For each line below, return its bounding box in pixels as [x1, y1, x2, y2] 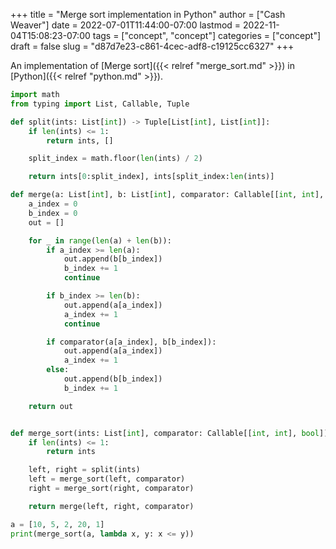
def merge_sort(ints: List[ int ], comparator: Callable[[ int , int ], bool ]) [10, 428, 329, 438]
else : [46, 365, 70, 375]
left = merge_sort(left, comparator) [28, 474, 186, 484]
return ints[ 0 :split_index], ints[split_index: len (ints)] [28, 172, 275, 182]
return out [28, 401, 74, 411]
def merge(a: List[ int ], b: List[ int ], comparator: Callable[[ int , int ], [10, 190, 325, 200]
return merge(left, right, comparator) [28, 501, 195, 511]
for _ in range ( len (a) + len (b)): [28, 235, 172, 246]
